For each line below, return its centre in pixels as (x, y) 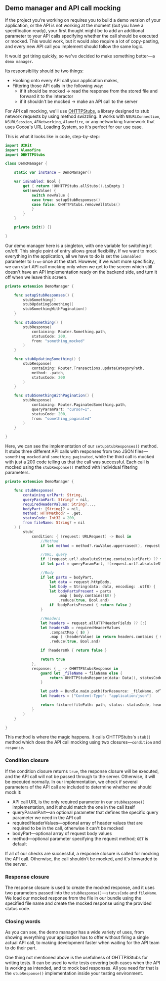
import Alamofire (23, 150)
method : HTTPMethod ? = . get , (53, 514)
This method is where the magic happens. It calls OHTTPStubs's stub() (78, 737)
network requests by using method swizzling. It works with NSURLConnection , (83, 116)
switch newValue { (50, 195)
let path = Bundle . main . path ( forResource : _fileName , (97, 691)
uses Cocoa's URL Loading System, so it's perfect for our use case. (74, 127)
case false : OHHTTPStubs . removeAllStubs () (76, 204)
